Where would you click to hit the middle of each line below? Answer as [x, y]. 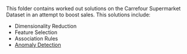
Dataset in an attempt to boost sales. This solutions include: [79, 15]
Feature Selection [36, 32]
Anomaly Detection [38, 45]
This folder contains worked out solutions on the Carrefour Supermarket [93, 9]
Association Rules [36, 38]
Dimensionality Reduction [46, 26]
